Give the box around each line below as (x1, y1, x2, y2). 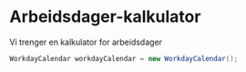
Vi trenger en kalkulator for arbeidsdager (9, 36, 162, 47)
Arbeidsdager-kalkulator (9, 6, 201, 27)
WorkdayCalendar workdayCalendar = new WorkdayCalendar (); (9, 54, 239, 63)
